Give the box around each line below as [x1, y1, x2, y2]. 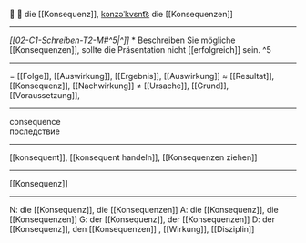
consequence [9, 116, 61, 127]
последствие [9, 126, 61, 137]
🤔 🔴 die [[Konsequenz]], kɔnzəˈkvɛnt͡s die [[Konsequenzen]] [9, 9, 234, 19]
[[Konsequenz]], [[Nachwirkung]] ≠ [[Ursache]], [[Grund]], [9, 80, 229, 91]
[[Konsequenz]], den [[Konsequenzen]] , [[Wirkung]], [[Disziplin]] [9, 224, 255, 234]
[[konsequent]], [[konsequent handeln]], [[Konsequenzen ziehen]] [9, 152, 258, 163]
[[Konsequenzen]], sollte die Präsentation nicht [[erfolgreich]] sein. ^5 [9, 45, 271, 55]
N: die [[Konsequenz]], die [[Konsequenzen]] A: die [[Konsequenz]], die [9, 205, 280, 215]
